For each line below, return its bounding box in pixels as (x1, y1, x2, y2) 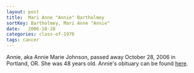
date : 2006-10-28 (6, 25, 56, 32)
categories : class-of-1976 (6, 31, 75, 37)
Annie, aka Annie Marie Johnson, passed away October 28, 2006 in (6, 54, 176, 60)
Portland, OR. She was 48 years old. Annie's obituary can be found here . (6, 60, 189, 67)
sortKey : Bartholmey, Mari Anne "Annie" (6, 20, 111, 26)
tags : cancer (6, 37, 40, 43)
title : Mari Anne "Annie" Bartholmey (6, 14, 105, 21)
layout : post (6, 8, 40, 15)
